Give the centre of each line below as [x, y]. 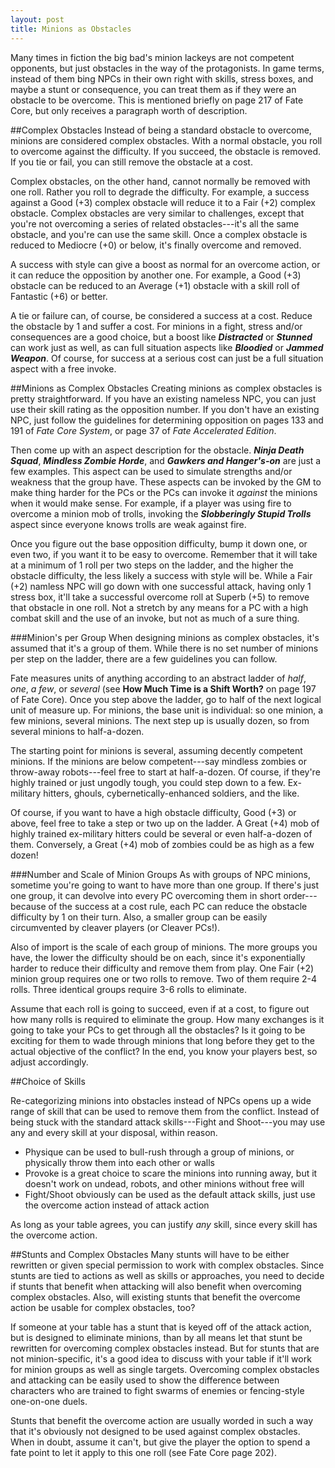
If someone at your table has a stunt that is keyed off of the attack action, [161, 1327]
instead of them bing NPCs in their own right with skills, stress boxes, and [162, 78]
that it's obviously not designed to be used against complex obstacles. [155, 1431]
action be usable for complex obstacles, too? [103, 1307]
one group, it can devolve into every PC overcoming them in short [146, 895]
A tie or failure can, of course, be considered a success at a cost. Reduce [161, 315]
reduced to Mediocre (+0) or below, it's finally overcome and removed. [156, 245]
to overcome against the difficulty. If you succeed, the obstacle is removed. [165, 151]
